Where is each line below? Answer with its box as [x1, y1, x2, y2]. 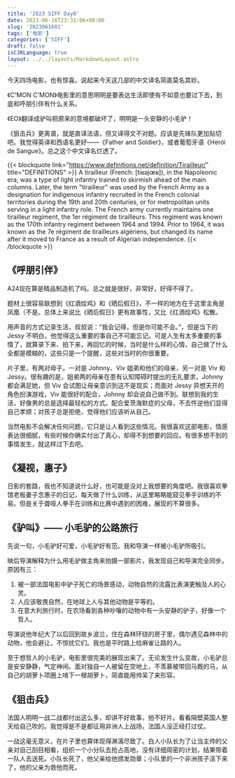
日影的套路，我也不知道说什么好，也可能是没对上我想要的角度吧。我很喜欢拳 [7, 482, 228, 490]
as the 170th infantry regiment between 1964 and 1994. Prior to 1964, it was [7, 219, 225, 228]
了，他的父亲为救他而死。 [7, 763, 81, 771]
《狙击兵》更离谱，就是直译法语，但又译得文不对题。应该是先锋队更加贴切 [7, 129, 222, 137]
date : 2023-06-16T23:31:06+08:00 [7, 17, 105, 24]
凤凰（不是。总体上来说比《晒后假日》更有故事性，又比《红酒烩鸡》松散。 [7, 308, 222, 316]
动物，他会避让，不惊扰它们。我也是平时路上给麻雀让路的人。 [7, 639, 185, 647]
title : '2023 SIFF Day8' [7, 10, 80, 17]
